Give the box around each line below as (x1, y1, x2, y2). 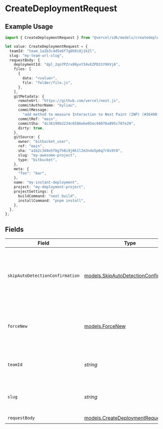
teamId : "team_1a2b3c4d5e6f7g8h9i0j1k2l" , (9, 48, 97, 54)
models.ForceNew (84, 323, 126, 330)
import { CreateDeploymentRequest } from (5, 35, 90, 40)
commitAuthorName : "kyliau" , (17, 103, 77, 108)
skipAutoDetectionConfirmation (7, 273, 80, 278)
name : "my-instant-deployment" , (14, 180, 79, 185)
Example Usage (5, 22, 53, 31)
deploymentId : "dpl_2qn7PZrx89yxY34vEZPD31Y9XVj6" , (14, 62, 120, 67)
